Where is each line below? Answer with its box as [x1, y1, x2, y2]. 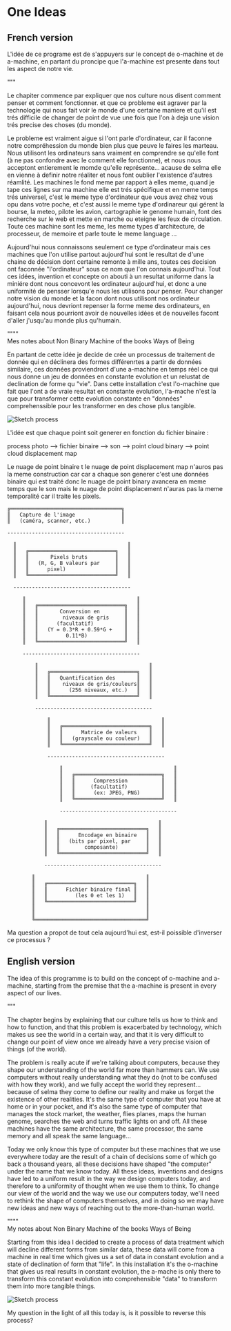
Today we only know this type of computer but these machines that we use [7, 1145, 221, 1153]
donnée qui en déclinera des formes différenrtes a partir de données [7, 358, 202, 366]
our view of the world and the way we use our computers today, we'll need [7, 1189, 219, 1197]
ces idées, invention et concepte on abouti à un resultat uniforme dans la [7, 272, 214, 280]
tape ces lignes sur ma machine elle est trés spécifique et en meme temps [7, 186, 219, 193]
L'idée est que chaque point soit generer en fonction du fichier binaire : [7, 429, 209, 437]
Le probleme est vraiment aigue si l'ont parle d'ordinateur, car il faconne [7, 134, 212, 142]
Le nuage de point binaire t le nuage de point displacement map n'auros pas [7, 463, 223, 470]
